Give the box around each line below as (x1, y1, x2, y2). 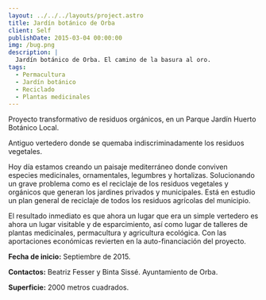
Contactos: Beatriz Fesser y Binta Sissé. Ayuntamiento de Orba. (8, 267, 218, 277)
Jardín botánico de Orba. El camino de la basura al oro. (15, 56, 212, 64)
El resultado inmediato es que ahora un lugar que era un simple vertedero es (8, 211, 259, 221)
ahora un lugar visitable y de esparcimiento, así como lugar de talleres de (8, 220, 249, 229)
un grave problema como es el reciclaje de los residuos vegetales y (8, 179, 229, 189)
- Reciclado (15, 85, 56, 94)
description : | (8, 48, 59, 56)
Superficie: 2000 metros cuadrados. (8, 283, 129, 292)
